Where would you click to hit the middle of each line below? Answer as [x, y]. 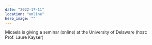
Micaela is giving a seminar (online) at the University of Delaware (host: [76, 32]
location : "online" [25, 14]
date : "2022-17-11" [25, 9]
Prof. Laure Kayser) [24, 37]
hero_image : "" [20, 18]
